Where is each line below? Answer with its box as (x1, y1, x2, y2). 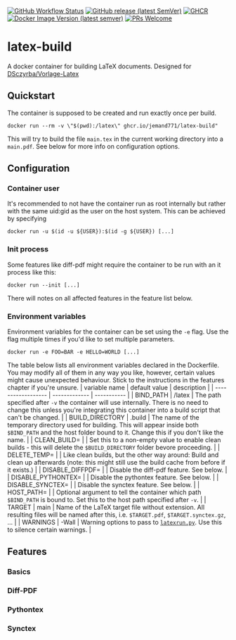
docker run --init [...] (7, 282, 80, 289)
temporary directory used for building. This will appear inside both (7, 421, 199, 429)
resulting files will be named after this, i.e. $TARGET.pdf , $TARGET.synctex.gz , (7, 510, 226, 519)
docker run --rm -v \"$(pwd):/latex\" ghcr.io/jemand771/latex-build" (7, 122, 218, 130)
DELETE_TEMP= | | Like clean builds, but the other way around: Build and (7, 451, 219, 459)
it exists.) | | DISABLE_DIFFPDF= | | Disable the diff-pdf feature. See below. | (7, 465, 228, 475)
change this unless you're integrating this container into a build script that (7, 406, 221, 415)
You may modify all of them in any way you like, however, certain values (7, 368, 216, 377)
